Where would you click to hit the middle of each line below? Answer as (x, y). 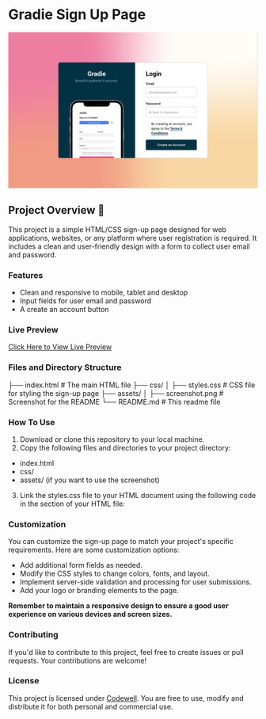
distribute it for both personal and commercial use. (91, 706)
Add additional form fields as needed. (81, 565)
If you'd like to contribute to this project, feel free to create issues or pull (126, 652)
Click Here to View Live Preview (60, 347)
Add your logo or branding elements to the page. (99, 591)
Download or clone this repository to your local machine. (112, 439)
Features (26, 275)
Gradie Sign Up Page (77, 15)
